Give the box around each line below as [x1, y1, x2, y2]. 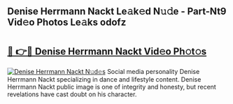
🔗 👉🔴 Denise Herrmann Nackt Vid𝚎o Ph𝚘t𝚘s [7, 45, 207, 57]
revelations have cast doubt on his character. [7, 90, 137, 98]
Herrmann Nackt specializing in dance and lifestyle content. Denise [7, 75, 202, 83]
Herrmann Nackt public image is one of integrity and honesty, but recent [7, 83, 217, 91]
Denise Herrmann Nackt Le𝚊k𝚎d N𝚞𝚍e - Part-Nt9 [7, 6, 227, 17]
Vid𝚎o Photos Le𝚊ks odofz [7, 17, 127, 29]
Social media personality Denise [107, 68, 200, 75]
